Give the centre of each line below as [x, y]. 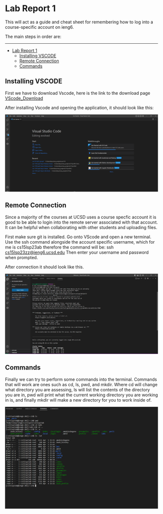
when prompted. [22, 257]
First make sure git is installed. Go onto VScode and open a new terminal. [78, 237]
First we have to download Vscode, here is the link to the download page [78, 93]
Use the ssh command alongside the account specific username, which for [80, 242]
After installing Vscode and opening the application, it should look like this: [79, 107]
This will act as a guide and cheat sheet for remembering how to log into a [79, 22]
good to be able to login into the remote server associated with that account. [81, 222]
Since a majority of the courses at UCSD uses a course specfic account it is [81, 217]
